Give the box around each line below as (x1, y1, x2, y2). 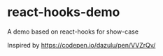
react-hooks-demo (7, 4, 120, 20)
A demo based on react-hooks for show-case (7, 27, 139, 36)
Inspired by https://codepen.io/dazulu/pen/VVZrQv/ (7, 41, 156, 49)
